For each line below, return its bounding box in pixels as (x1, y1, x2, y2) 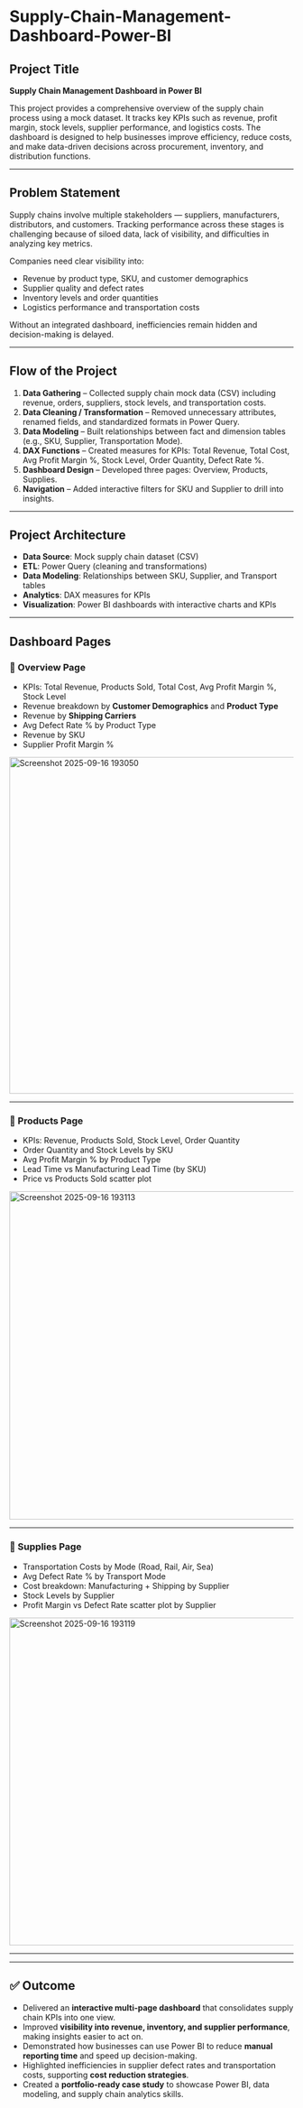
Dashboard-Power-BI (9, 25, 172, 46)
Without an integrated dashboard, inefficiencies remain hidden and (9, 319, 258, 330)
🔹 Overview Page (9, 661, 86, 673)
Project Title (9, 61, 79, 77)
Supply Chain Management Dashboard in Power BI (9, 86, 203, 96)
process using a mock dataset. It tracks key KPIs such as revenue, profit (9, 113, 278, 123)
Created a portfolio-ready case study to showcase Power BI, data (22, 2078, 271, 2090)
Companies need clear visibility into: (9, 255, 144, 266)
